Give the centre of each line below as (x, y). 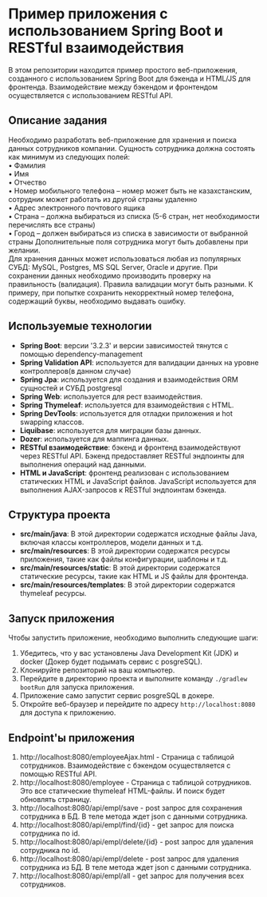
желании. (24, 250)
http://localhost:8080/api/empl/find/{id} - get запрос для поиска (127, 825)
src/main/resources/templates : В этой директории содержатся (127, 585)
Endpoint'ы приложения (72, 738)
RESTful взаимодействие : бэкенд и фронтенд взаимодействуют (130, 447)
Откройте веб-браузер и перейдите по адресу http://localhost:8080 (137, 705)
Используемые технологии (80, 326)
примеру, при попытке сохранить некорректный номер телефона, (121, 292)
